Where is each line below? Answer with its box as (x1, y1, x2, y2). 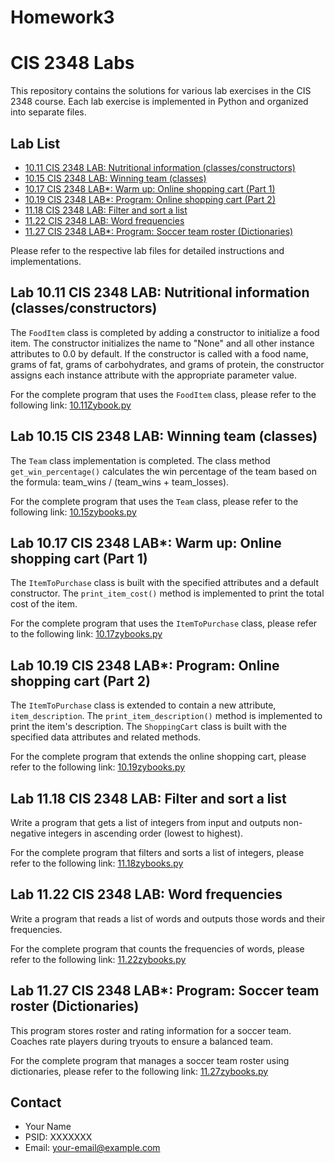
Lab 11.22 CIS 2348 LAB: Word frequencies (10, 886, 283, 903)
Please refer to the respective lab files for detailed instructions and (10, 244, 285, 256)
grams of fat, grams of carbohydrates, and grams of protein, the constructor (10, 358, 325, 370)
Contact (10, 1094, 62, 1111)
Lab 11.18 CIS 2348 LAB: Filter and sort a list (10, 790, 287, 807)
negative (10, 827, 47, 839)
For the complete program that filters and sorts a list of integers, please (10, 847, 305, 858)
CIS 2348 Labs (10, 52, 135, 75)
